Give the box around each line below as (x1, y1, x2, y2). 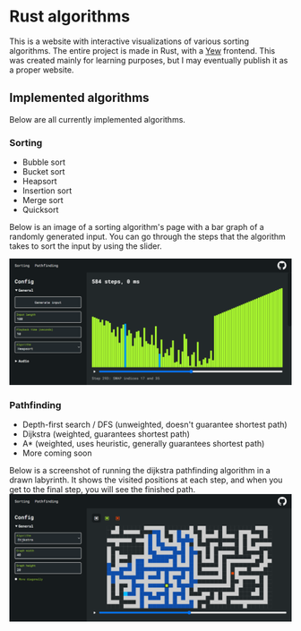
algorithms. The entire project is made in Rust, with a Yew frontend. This (9, 45, 276, 55)
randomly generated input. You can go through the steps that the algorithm (9, 231, 287, 243)
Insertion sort (21, 185, 73, 196)
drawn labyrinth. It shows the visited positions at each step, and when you (9, 474, 283, 485)
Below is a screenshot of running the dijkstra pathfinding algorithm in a (9, 465, 271, 476)
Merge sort (21, 195, 64, 206)
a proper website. (9, 64, 74, 75)
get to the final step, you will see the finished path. (9, 484, 195, 495)
